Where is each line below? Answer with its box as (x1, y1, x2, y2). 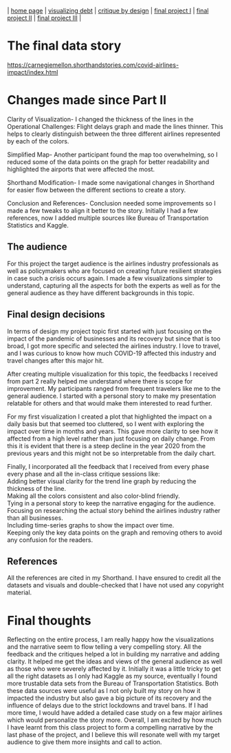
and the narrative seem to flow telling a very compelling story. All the (7, 643, 201, 651)
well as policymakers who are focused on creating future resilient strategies (7, 266, 222, 275)
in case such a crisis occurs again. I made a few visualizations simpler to (7, 274, 213, 282)
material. (7, 588, 32, 596)
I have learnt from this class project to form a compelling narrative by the (7, 723, 213, 732)
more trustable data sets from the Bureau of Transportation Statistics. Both (7, 679, 219, 687)
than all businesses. (7, 514, 63, 522)
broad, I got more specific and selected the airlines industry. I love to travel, (7, 341, 221, 350)
